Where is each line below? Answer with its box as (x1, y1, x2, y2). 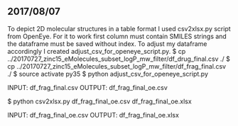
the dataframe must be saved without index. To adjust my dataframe (7, 39, 207, 48)
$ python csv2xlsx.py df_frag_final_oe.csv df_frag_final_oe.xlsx (7, 97, 192, 105)
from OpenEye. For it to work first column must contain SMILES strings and (7, 32, 227, 40)
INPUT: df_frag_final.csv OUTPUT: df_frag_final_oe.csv (7, 83, 168, 91)
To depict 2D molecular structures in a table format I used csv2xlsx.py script (7, 24, 231, 33)
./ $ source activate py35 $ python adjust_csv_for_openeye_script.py (7, 69, 208, 78)
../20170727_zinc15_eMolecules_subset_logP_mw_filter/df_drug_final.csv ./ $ (7, 55, 231, 63)
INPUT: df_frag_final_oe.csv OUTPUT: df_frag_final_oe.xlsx (7, 110, 180, 119)
